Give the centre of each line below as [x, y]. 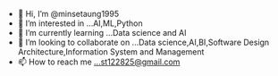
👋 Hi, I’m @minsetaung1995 [68, 14]
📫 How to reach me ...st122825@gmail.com [99, 62]
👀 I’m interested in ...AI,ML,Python [80, 23]
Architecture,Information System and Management [111, 52]
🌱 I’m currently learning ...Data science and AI [102, 33]
